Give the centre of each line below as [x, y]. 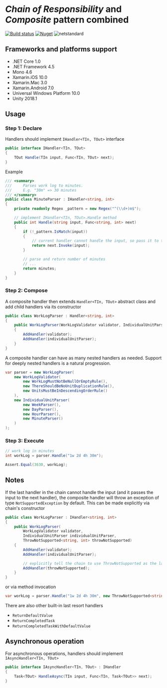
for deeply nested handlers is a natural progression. [58, 363]
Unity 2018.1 [25, 98]
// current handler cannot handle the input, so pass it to [95, 241]
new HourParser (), [42, 414]
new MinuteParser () [43, 419]
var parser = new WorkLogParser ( [40, 372]
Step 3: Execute [25, 441]
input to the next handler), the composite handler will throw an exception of [82, 497]
